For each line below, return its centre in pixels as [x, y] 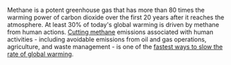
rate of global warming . [41, 54]
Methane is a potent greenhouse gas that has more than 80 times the [106, 10]
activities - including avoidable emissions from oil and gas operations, [107, 39]
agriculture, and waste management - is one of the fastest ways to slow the [115, 47]
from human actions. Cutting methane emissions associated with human [110, 32]
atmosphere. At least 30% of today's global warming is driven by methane [113, 25]
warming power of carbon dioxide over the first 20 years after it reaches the [116, 17]
